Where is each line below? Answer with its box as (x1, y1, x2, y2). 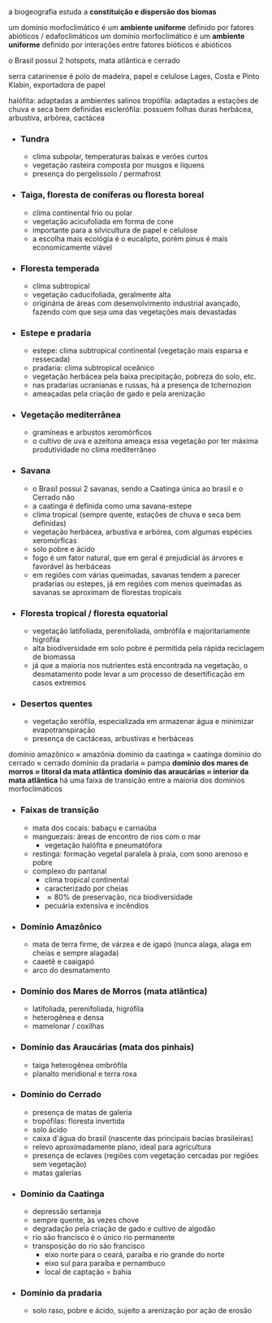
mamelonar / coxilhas (32, 1022, 105, 1031)
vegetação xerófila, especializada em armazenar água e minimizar (32, 717, 254, 727)
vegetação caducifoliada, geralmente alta (32, 289, 171, 299)
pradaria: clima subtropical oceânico (32, 363, 155, 373)
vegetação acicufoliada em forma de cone (32, 216, 175, 226)
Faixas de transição (19, 805, 100, 816)
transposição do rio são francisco (32, 1241, 145, 1251)
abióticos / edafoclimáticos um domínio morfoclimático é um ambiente (8, 32, 245, 41)
